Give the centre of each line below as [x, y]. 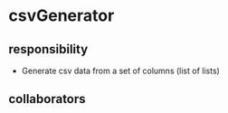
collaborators [47, 99]
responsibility [48, 49]
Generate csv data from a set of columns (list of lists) [121, 71]
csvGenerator [62, 16]
